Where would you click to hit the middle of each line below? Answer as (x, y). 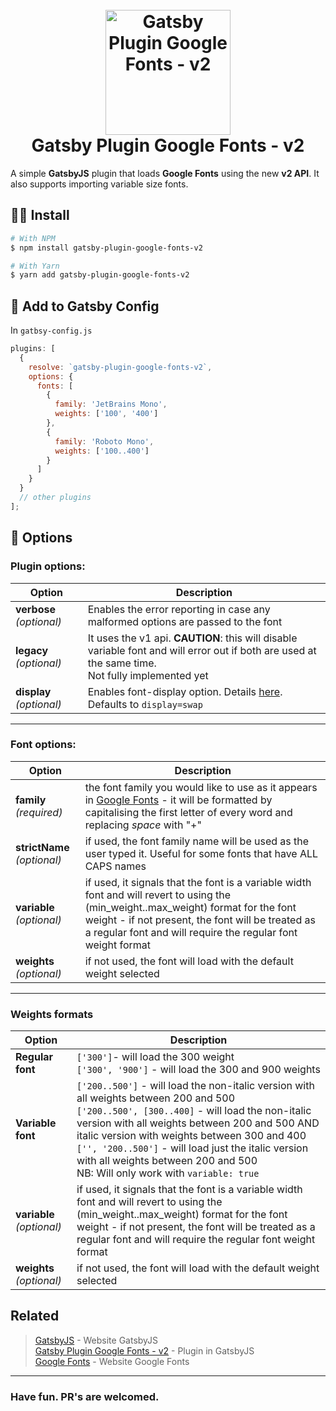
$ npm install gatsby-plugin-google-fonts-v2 (106, 248)
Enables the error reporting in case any (179, 609)
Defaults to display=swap (145, 704)
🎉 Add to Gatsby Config (85, 306)
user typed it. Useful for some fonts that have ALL (201, 853)
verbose (35, 609)
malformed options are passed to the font (185, 621)
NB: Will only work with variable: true (168, 1173)
